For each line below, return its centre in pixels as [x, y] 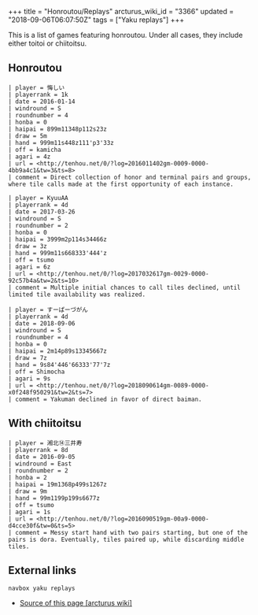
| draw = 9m [28, 491]
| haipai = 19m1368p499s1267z [58, 484]
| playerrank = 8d [38, 450]
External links [42, 571]
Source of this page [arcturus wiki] [76, 603]
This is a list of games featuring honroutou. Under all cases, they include [125, 35]
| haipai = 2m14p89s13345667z [58, 351]
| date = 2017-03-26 [42, 212]
